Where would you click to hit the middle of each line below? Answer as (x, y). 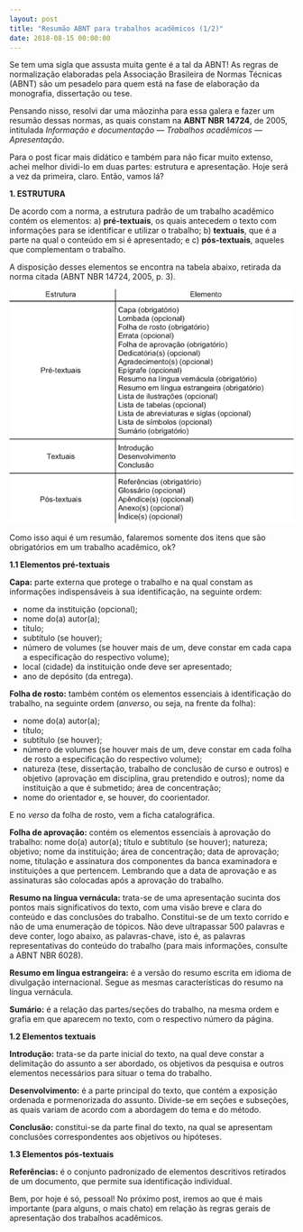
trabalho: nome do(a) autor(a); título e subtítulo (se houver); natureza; (138, 842)
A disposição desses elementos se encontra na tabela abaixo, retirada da (145, 267)
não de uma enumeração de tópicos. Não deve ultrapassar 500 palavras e (147, 927)
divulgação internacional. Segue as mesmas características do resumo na (147, 982)
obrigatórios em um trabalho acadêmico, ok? (92, 547)
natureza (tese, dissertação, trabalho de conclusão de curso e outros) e (156, 769)
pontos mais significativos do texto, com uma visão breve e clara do (136, 907)
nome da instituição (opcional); (80, 610)
